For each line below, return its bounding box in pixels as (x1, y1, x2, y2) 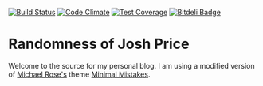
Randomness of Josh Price (8, 36, 190, 53)
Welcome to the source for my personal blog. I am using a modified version (8, 61, 255, 70)
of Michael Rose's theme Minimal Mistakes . (8, 69, 151, 79)
